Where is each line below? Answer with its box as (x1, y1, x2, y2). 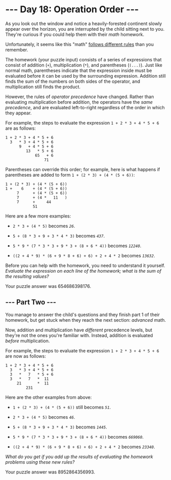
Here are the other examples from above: (5, 394, 92, 400)
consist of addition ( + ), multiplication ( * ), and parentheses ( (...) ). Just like (5, 62, 162, 68)
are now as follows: (5, 353, 46, 359)
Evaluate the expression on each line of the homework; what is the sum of (5, 268, 162, 274)
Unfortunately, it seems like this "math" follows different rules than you (5, 41, 154, 47)
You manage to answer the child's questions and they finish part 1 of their (5, 311, 160, 318)
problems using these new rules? (5, 459, 75, 465)
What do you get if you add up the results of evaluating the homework (5, 453, 153, 460)
